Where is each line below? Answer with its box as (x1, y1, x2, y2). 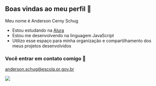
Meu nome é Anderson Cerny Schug (5, 18, 78, 23)
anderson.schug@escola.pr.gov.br (5, 66, 75, 72)
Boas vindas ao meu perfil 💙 (5, 5, 92, 13)
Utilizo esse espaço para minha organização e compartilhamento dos (12, 38, 152, 43)
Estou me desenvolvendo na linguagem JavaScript (12, 32, 114, 38)
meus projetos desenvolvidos (12, 43, 72, 49)
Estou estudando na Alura (12, 27, 64, 33)
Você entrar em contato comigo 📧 (5, 55, 86, 62)
